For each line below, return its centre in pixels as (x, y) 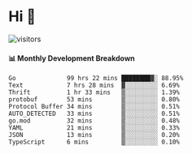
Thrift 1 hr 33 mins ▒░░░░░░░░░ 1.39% (94, 92)
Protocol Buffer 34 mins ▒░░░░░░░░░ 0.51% (94, 107)
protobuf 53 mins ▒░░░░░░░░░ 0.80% (94, 100)
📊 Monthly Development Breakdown (72, 58)
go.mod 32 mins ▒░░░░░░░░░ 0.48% (94, 121)
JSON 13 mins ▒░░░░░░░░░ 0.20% (94, 135)
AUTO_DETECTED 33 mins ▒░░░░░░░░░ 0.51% (94, 114)
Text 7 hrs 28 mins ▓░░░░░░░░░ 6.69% (94, 86)
